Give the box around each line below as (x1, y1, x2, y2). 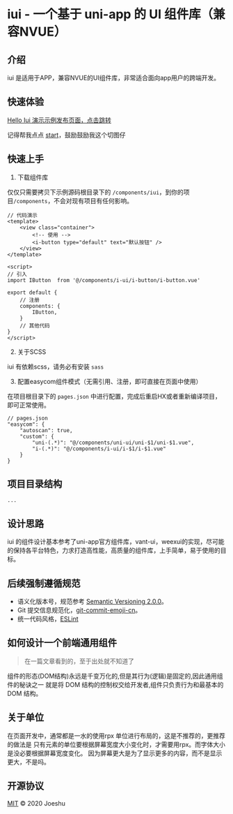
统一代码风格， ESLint (17, 615, 79, 623)
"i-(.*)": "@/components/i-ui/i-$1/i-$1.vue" (32, 445, 167, 452)
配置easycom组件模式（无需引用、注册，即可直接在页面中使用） (17, 377, 202, 385)
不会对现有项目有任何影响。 (53, 196, 134, 205)
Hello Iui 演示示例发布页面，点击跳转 (7, 116, 112, 124)
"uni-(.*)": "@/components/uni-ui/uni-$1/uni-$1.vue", (32, 439, 195, 446)
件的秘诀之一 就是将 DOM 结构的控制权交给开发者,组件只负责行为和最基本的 (7, 680, 224, 688)
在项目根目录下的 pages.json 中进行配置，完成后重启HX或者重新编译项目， (7, 392, 221, 400)
